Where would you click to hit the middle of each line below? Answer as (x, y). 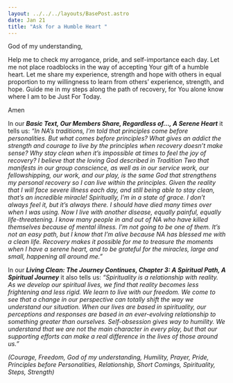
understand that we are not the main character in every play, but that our (113, 329)
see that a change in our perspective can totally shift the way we (101, 300)
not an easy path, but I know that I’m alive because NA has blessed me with (117, 234)
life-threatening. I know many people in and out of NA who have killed (108, 220)
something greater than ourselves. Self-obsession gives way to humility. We (117, 322)
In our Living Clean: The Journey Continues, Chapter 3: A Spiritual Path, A (117, 270)
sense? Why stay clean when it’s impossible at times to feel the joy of (107, 153)
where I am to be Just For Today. (55, 97)
